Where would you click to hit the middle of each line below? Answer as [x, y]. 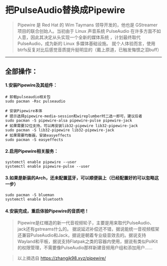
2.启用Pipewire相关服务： [32, 151]
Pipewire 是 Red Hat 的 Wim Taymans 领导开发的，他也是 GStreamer [87, 25]
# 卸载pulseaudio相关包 [28, 97]
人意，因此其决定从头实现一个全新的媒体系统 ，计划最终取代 [79, 37]
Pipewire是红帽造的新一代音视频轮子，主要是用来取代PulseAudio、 [85, 223]
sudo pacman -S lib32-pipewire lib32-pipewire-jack [60, 130]
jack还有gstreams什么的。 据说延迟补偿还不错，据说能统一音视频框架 [88, 229]
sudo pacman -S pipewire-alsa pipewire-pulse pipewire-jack [69, 120]
